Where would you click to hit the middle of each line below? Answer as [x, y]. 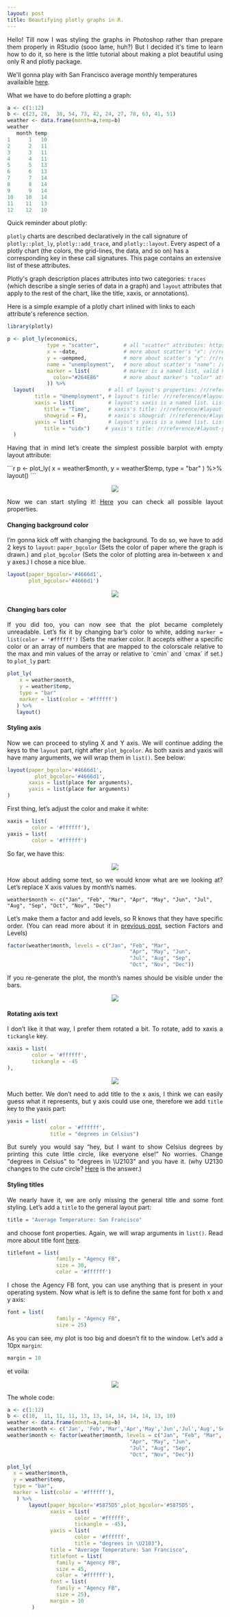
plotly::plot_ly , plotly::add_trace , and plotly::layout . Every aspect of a [114, 244]
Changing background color [48, 525]
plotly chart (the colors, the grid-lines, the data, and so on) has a [98, 251]
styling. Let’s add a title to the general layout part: [79, 1207]
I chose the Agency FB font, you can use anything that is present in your [115, 1285]
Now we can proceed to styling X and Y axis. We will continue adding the [115, 743]
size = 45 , [72, 1569]
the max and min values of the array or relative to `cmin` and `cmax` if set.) [115, 654]
